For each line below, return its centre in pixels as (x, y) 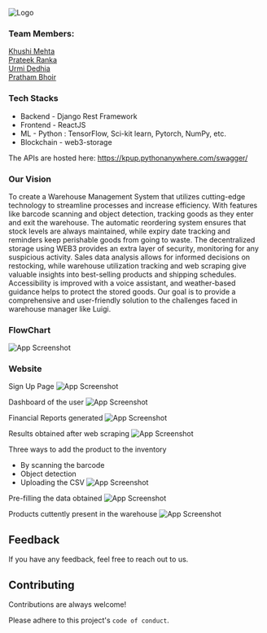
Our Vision (30, 179)
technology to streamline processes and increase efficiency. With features (133, 205)
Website (25, 369)
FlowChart (30, 330)
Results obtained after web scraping (69, 434)
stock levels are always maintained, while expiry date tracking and (119, 231)
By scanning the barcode (62, 465)
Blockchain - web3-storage (66, 142)
